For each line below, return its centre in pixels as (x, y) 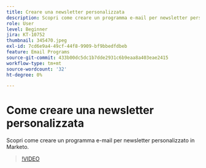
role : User (20, 23)
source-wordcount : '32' (37, 69)
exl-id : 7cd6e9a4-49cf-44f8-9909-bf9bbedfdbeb (67, 47)
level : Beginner (27, 29)
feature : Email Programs (38, 52)
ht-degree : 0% (25, 75)
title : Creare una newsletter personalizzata (65, 12)
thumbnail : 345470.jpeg (37, 40)
